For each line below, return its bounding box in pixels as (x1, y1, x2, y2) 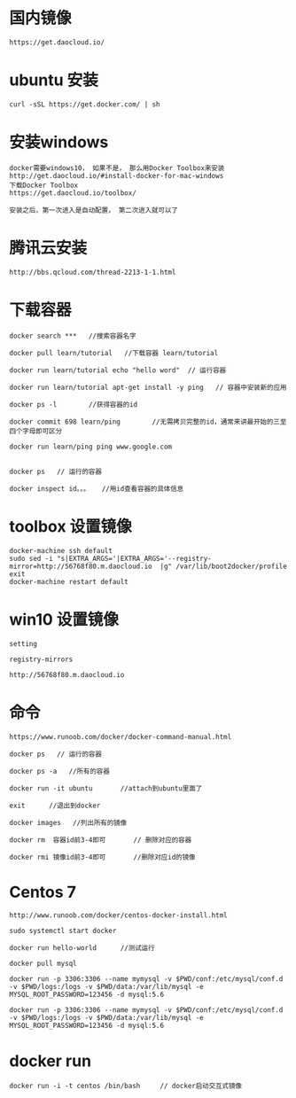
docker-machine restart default (9, 577, 129, 586)
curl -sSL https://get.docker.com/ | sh (9, 99, 161, 109)
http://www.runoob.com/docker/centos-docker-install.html (9, 911, 228, 920)
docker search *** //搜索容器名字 (9, 331, 136, 340)
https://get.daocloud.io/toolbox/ (9, 188, 137, 198)
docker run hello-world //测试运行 (9, 944, 155, 953)
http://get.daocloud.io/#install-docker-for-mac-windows (9, 171, 224, 180)
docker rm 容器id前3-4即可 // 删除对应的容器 (9, 835, 192, 845)
